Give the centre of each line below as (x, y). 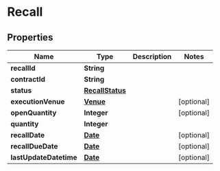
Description (152, 57)
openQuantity (34, 113)
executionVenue (38, 102)
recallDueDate (34, 146)
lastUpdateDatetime (44, 157)
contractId (28, 79)
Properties (30, 37)
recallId (23, 68)
